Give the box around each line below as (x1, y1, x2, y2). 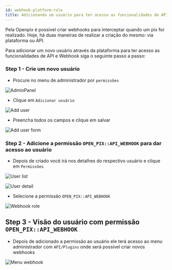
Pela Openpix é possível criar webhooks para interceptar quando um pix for (5, 26, 165, 32)
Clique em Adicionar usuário (12, 97, 75, 103)
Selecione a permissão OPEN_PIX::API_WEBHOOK (12, 193, 111, 199)
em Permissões (12, 163, 44, 169)
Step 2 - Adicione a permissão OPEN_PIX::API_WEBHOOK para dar (5, 140, 162, 147)
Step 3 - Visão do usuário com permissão (5, 218, 140, 226)
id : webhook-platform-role (5, 7, 63, 13)
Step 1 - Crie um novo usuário (5, 65, 80, 72)
